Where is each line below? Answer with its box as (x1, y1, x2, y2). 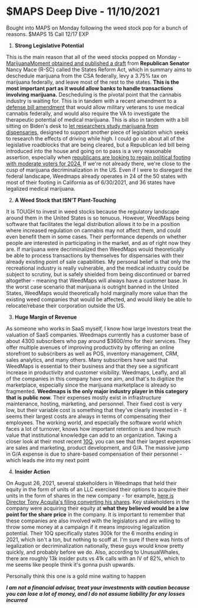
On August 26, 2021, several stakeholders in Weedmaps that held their (6, 479, 177, 486)
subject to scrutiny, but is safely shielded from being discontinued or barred (6, 270, 190, 277)
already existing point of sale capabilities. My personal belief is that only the (6, 258, 190, 265)
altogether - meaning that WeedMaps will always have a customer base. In (6, 277, 187, 284)
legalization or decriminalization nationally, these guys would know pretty (6, 542, 184, 549)
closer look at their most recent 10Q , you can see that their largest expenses (6, 437, 191, 444)
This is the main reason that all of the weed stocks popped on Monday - (6, 53, 181, 60)
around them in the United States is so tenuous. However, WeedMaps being (6, 214, 190, 221)
